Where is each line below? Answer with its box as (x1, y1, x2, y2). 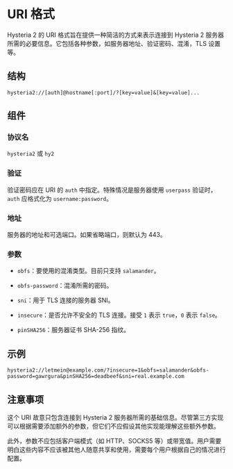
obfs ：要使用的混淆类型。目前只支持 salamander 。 (17, 267, 160, 275)
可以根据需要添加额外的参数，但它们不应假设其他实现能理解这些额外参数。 (7, 422, 220, 430)
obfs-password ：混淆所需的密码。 (17, 281, 113, 290)
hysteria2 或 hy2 (7, 149, 54, 158)
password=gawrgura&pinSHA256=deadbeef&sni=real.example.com (7, 373, 185, 380)
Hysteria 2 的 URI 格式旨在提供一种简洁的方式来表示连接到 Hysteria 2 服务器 (7, 31, 224, 39)
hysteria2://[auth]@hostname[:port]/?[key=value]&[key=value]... (7, 89, 200, 96)
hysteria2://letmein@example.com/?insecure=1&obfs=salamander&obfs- (7, 367, 209, 374)
